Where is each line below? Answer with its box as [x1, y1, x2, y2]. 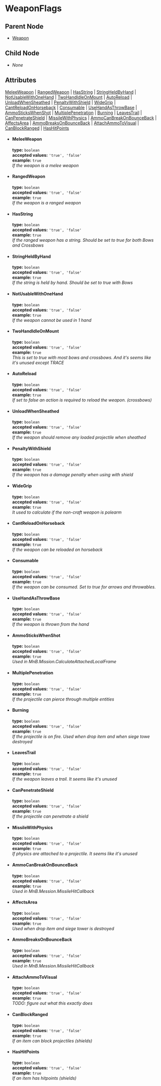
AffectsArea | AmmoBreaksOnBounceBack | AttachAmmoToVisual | [5, 120, 139, 126]
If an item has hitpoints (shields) [12, 1075, 77, 1081]
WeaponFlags [5, 3, 62, 14]
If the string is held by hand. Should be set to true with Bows [12, 280, 133, 285]
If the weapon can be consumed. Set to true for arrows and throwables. [12, 584, 156, 590]
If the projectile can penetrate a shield [12, 814, 89, 819]
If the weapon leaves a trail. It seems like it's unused [12, 776, 117, 782]
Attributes [5, 76, 36, 84]
